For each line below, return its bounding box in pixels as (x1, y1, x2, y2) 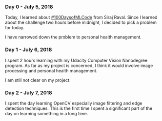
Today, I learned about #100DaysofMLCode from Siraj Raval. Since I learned (5, 15, 158, 20)
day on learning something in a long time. (5, 110, 88, 116)
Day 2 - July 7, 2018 (5, 89, 52, 96)
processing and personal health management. (5, 68, 98, 73)
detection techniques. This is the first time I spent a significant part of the (5, 105, 153, 111)
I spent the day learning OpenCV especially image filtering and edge (5, 100, 142, 106)
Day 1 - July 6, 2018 (5, 46, 52, 53)
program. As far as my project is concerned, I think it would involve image (5, 62, 153, 69)
